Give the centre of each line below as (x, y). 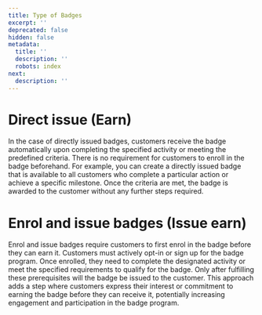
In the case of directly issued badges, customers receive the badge (117, 141)
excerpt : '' (27, 23)
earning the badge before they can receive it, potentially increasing (116, 295)
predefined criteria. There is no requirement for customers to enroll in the (126, 158)
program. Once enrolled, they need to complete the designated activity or (127, 261)
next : (17, 74)
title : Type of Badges (45, 15)
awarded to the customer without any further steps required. (106, 191)
